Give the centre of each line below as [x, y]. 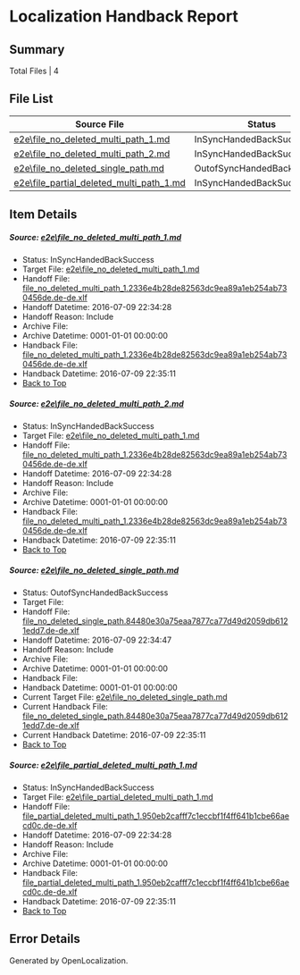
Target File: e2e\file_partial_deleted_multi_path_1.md [118, 797]
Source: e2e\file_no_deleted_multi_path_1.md [96, 237]
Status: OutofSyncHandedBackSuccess [95, 593]
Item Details [43, 215]
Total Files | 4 [34, 71]
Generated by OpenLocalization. [69, 960]
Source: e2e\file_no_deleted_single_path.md [94, 570]
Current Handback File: [65, 707]
